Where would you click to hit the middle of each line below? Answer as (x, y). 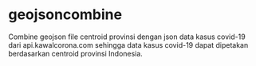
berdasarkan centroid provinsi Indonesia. (76, 53)
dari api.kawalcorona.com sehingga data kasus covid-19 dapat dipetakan (128, 45)
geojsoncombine (65, 15)
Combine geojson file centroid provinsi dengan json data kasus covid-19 (127, 37)
